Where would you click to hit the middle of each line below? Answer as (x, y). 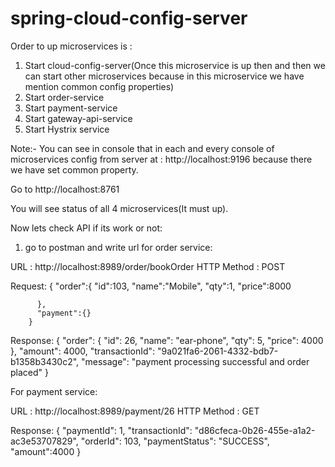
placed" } (29, 372)
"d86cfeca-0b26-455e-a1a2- (255, 430)
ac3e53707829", (44, 441)
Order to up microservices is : (71, 46)
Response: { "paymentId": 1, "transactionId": (101, 430)
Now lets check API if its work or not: (86, 228)
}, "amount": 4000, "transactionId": (83, 351)
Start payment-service (71, 108)
